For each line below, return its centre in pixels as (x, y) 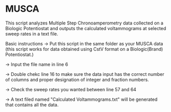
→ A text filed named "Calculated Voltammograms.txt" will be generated (81, 99)
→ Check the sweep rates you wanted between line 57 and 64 (71, 89)
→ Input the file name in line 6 (37, 64)
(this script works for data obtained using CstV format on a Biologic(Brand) (84, 49)
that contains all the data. (32, 104)
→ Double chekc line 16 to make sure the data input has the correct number (85, 74)
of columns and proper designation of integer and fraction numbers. (77, 79)
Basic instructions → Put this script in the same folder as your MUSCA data (84, 43)
